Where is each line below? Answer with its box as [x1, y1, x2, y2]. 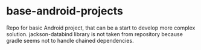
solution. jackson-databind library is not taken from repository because [6, 30, 183, 37]
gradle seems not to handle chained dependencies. [6, 37, 134, 44]
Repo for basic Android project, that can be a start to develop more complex [6, 24, 196, 31]
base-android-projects [6, 4, 124, 18]
